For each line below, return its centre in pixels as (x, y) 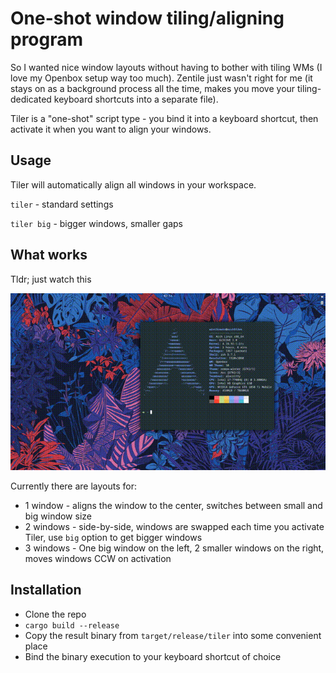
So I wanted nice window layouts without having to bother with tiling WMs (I (166, 67)
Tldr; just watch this (51, 279)
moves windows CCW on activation (98, 559)
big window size (58, 516)
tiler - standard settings (62, 204)
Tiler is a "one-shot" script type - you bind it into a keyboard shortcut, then (164, 118)
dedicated (31, 99)
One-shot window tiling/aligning (147, 18)
